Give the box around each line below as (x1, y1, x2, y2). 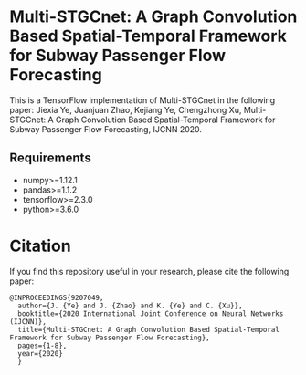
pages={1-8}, (17, 340, 68, 350)
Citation (9, 235, 71, 256)
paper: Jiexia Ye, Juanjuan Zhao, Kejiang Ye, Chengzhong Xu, (9, 104, 242, 115)
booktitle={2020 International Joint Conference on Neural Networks (17, 308, 284, 318)
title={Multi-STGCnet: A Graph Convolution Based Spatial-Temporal (17, 325, 280, 334)
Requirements (9, 151, 91, 166)
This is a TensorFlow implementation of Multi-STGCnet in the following (9, 94, 276, 106)
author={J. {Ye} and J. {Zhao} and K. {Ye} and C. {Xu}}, (17, 301, 244, 310)
